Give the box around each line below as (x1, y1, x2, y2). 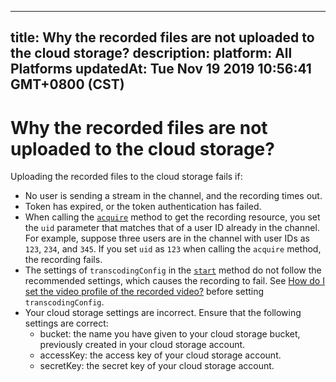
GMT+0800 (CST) (10, 76, 125, 93)
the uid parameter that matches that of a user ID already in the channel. (24, 222, 320, 234)
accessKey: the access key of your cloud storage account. (39, 349, 282, 361)
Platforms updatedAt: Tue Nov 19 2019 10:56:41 (10, 61, 312, 78)
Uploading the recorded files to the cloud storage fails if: (10, 171, 243, 183)
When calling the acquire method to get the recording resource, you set (24, 211, 321, 223)
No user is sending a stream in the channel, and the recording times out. (24, 190, 323, 202)
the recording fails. (24, 254, 103, 266)
